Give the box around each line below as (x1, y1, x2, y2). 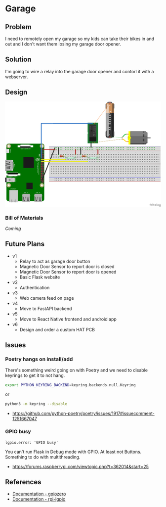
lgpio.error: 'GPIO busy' (5, 440, 58, 445)
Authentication (19, 284, 50, 290)
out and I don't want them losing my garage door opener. (5, 41, 121, 47)
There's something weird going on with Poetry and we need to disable (5, 367, 148, 373)
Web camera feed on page (19, 295, 74, 301)
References (5, 478, 41, 486)
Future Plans (5, 240, 45, 248)
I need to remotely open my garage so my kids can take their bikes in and (5, 36, 155, 42)
